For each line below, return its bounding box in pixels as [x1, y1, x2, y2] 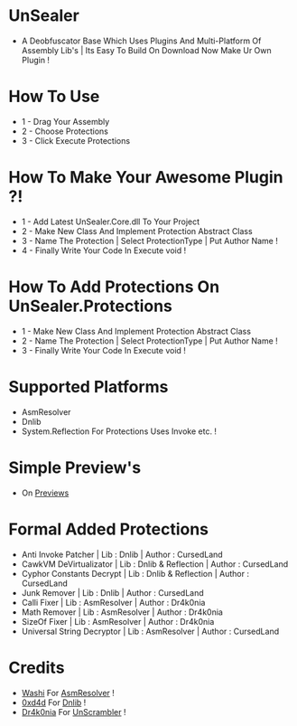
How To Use [8, 87, 100, 107]
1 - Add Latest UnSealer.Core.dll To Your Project [21, 216, 200, 227]
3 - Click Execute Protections [21, 135, 131, 146]
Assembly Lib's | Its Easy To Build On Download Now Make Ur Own [21, 44, 272, 55]
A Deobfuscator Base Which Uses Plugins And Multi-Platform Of [21, 35, 262, 46]
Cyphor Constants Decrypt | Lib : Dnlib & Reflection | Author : [21, 568, 250, 579]
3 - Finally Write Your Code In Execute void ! [21, 344, 187, 355]
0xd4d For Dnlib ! [21, 697, 87, 708]
